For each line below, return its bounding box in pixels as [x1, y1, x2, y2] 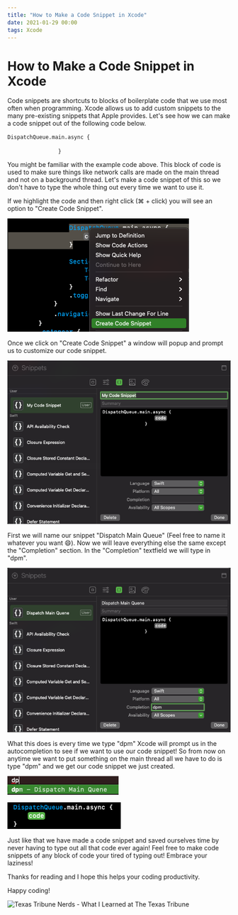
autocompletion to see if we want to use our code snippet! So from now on [7, 747, 225, 755]
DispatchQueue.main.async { [7, 134, 91, 141]
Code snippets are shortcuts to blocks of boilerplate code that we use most [7, 97, 227, 105]
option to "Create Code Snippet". [7, 205, 104, 213]
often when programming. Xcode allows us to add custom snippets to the [7, 104, 222, 113]
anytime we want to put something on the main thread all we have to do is [7, 754, 222, 763]
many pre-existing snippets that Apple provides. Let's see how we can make [7, 112, 230, 120]
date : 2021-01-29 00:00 [7, 18, 78, 26]
